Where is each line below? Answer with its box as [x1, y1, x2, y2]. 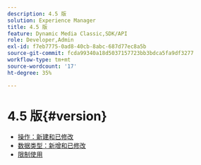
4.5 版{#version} [7, 108, 107, 124]
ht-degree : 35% [7, 69, 52, 76]
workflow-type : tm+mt [7, 56, 71, 63]
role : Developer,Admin [7, 37, 74, 44]
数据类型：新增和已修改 [17, 142, 86, 150]
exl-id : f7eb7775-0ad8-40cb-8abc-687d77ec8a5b [7, 43, 147, 50]
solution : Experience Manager [7, 17, 97, 24]
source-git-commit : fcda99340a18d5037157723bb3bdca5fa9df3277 [7, 50, 194, 57]
